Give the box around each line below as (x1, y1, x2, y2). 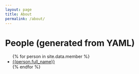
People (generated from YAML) (5, 37, 135, 49)
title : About (5, 12, 32, 17)
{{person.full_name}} (12, 59, 55, 65)
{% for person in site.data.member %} (12, 53, 90, 59)
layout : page (5, 7, 32, 12)
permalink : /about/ (5, 16, 45, 21)
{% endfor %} (12, 64, 41, 70)
